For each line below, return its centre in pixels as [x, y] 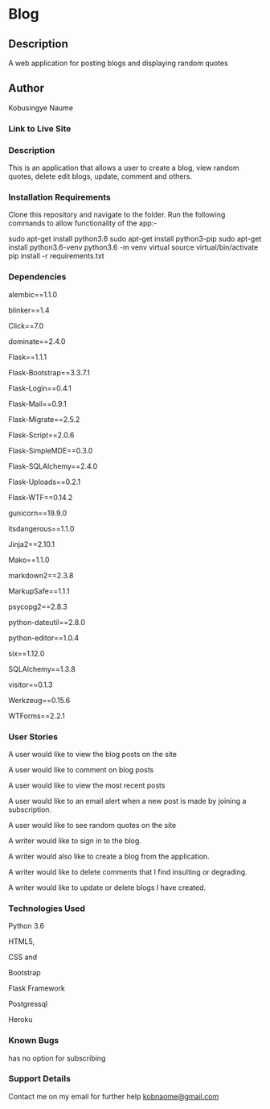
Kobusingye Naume [41, 108]
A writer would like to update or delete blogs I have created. [107, 888]
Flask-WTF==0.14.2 [41, 497]
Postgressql [28, 1004]
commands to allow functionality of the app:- [83, 223]
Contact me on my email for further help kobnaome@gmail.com [114, 1096]
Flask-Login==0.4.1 [40, 388]
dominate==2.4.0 [37, 341]
